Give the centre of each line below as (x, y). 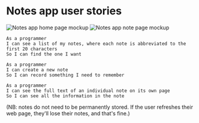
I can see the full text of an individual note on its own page (88, 91)
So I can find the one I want (44, 54)
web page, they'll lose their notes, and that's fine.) (68, 113)
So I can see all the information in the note (65, 96)
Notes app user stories (64, 11)
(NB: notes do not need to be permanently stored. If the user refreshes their (100, 107)
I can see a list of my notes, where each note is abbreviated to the (96, 44)
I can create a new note (37, 70)
